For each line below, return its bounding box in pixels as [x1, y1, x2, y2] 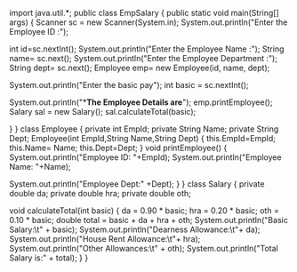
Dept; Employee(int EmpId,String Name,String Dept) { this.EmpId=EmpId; [9, 133, 277, 143]
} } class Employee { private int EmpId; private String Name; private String [9, 124, 279, 134]
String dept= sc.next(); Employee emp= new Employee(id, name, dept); [9, 62, 270, 73]
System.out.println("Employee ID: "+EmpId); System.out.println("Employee [9, 152, 282, 163]
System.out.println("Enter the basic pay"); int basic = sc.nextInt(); [9, 80, 249, 90]
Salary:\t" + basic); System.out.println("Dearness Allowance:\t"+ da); [9, 224, 261, 235]
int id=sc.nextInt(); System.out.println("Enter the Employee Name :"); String [9, 44, 285, 54]
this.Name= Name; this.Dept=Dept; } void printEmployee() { [9, 142, 228, 153]
